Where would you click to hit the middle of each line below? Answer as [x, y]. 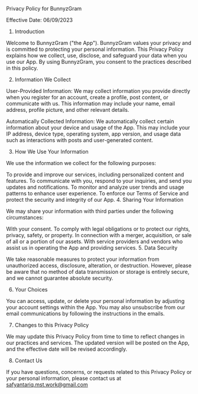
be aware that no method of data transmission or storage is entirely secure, [98, 272]
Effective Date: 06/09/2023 [39, 20]
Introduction [30, 31]
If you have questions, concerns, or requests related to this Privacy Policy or [99, 372]
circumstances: [25, 217]
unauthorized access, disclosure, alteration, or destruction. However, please [99, 265]
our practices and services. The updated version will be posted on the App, [98, 343]
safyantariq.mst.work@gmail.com [47, 385]
